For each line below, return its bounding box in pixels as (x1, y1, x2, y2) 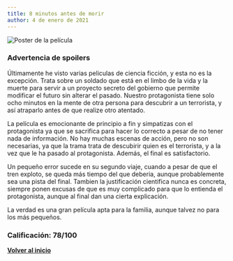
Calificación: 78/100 (7, 230, 77, 240)
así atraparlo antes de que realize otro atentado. (7, 106, 145, 114)
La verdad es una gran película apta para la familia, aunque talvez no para (7, 205, 220, 214)
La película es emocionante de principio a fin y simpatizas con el (7, 119, 193, 127)
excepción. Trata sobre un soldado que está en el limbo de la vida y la (7, 76, 208, 84)
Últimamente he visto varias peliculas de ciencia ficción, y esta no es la (7, 69, 212, 77)
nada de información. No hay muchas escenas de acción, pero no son (7, 134, 209, 143)
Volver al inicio (7, 246, 51, 255)
